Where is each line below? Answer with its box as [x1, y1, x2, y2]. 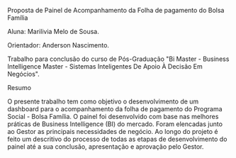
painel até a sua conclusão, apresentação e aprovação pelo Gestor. [7, 142, 204, 151]
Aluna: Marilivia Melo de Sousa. [7, 28, 99, 35]
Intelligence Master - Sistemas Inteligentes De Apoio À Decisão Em [7, 62, 203, 70]
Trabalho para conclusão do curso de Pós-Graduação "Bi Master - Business [7, 55, 230, 63]
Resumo [7, 84, 32, 91]
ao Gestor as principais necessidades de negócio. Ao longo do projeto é [7, 128, 218, 135]
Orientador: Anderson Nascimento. [7, 41, 110, 49]
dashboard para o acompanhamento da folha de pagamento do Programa [7, 105, 223, 113]
